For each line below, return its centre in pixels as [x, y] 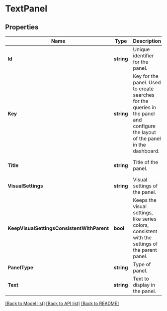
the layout [145, 132]
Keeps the [145, 200]
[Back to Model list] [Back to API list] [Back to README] [62, 304]
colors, [141, 225]
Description [147, 41]
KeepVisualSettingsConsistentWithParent [58, 228]
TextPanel [26, 9]
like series [145, 219]
